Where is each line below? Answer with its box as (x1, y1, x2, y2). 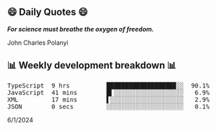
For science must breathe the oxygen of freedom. (7, 24, 154, 33)
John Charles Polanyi (7, 38, 68, 47)
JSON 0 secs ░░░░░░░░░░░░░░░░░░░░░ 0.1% (7, 102, 210, 110)
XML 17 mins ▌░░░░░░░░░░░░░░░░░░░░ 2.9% (7, 95, 210, 103)
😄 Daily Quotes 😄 (7, 6, 89, 18)
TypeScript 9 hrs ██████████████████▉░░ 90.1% (7, 81, 210, 89)
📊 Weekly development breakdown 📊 (7, 59, 177, 71)
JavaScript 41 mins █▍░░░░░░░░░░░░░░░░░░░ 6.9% (7, 88, 210, 96)
